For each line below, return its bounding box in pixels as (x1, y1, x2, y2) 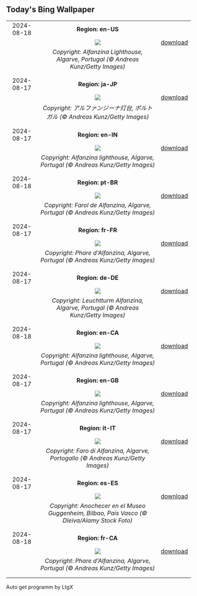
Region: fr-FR (78, 226, 117, 234)
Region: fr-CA (77, 534, 118, 542)
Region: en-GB (76, 376, 119, 384)
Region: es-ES (77, 479, 118, 487)
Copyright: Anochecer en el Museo (49, 502, 146, 510)
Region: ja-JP (78, 80, 117, 88)
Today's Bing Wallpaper (6, 5, 95, 15)
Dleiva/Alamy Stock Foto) (62, 516, 133, 524)
